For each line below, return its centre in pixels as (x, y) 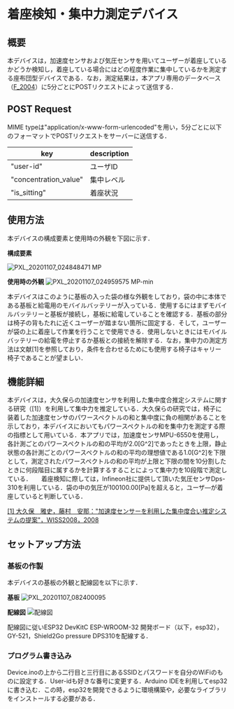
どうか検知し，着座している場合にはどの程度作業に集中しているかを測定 (117, 69)
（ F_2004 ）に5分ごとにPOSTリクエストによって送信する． (92, 87)
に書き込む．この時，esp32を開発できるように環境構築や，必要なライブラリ (117, 690)
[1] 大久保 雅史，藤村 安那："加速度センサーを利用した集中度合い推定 (111, 511)
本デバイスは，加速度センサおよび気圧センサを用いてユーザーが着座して (111, 61)
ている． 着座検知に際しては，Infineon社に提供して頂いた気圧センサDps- (116, 479)
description (109, 153)
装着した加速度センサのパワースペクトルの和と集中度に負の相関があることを (117, 418)
